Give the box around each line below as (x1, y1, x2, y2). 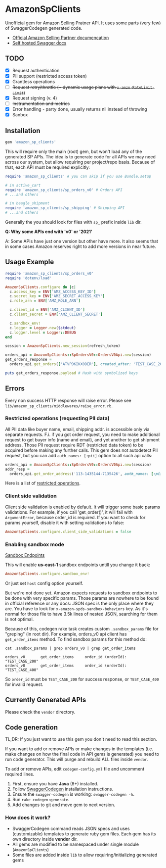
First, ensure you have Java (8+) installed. (12, 781, 99, 787)
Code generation (5, 723, 58, 732)
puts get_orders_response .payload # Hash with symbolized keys (5, 370, 138, 376)
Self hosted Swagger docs (12, 40, 67, 46)
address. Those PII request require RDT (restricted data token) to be (5, 442, 144, 448)
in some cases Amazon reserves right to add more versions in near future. (5, 243, 157, 249)
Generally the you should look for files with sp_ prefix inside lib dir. (5, 219, 142, 225)
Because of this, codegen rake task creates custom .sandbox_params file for (5, 626, 159, 631)
